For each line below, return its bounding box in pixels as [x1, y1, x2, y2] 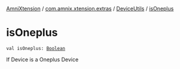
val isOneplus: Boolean [6, 45, 66, 51]
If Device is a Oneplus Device [6, 56, 79, 63]
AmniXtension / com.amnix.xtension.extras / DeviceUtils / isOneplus [6, 5, 174, 12]
